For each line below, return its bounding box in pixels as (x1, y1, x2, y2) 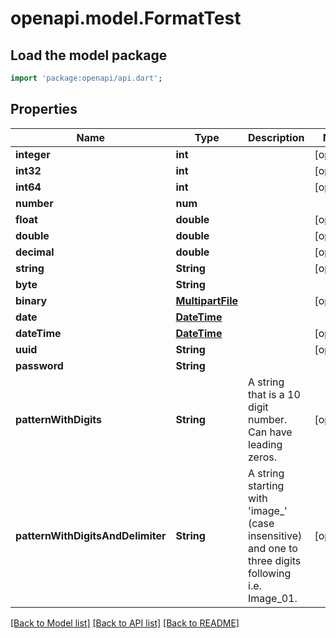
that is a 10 (248, 387, 301, 401)
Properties (10, 101, 78, 118)
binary (15, 293, 48, 307)
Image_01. (248, 591, 298, 605)
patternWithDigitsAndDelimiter (15, 528, 167, 542)
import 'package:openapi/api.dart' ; (10, 73, 163, 83)
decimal (15, 245, 55, 259)
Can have (248, 425, 293, 439)
